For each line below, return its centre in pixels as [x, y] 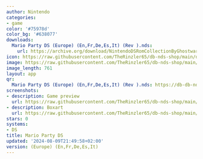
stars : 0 [17, 118]
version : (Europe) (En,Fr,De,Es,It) [52, 147]
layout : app [21, 74]
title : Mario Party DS [35, 136]
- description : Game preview [43, 96]
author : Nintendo [28, 12]
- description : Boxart [35, 107]
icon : [13, 57]
